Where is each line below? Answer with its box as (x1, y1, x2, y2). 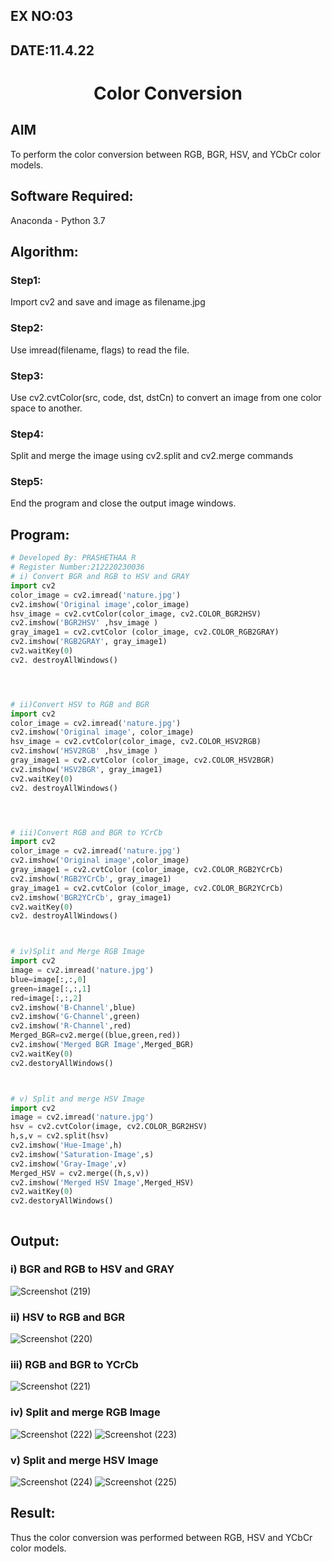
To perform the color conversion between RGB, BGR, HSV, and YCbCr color (10, 148, 322, 160)
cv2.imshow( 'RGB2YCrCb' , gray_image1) (10, 874, 172, 884)
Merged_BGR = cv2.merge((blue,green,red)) (10, 1030, 182, 1041)
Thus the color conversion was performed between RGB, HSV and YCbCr (10, 1531, 313, 1543)
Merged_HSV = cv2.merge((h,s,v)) (10, 1168, 150, 1178)
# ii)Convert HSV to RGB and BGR (10, 699, 150, 709)
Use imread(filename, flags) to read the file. (10, 344, 190, 356)
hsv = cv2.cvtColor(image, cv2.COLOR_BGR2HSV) (10, 1122, 208, 1132)
